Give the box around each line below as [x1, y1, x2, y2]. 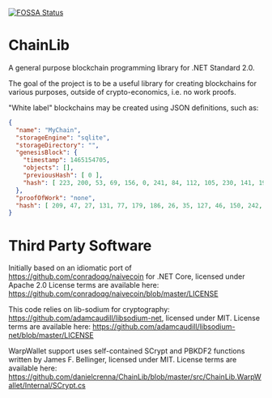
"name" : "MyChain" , [15, 126, 82, 134]
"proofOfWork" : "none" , [15, 194, 96, 202]
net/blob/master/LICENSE [8, 331, 95, 340]
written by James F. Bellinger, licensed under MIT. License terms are [8, 355, 237, 365]
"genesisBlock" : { [15, 148, 79, 157]
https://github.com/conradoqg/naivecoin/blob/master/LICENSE [8, 289, 219, 299]
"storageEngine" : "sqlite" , [15, 134, 111, 142]
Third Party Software [8, 236, 152, 255]
